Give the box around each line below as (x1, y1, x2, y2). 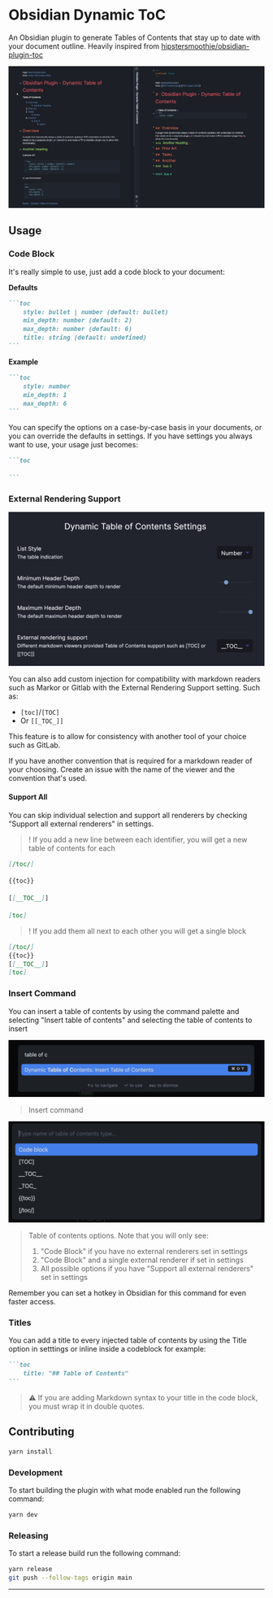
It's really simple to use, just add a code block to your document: (8, 267, 225, 276)
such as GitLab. (8, 740, 61, 750)
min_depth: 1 (23, 390, 67, 399)
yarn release (8, 1565, 53, 1574)
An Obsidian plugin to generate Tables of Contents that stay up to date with (8, 33, 261, 42)
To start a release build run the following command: (8, 1548, 181, 1558)
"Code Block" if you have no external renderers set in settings (40, 1247, 248, 1256)
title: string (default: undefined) (23, 333, 148, 342)
